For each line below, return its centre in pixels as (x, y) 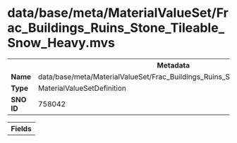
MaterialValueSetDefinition (82, 88)
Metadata (174, 65)
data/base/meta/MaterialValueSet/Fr (118, 13)
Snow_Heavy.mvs (61, 43)
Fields (21, 128)
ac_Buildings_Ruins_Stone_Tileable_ (116, 28)
